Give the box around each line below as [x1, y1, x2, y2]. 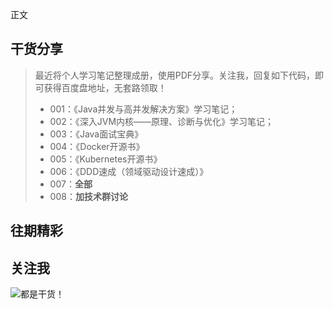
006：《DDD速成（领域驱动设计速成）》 [49, 165, 209, 177]
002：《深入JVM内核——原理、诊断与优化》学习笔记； [49, 115, 275, 127]
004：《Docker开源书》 [49, 140, 145, 152]
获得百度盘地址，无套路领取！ [43, 81, 167, 93]
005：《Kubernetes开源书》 [49, 153, 163, 165]
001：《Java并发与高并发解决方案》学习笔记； [49, 103, 238, 115]
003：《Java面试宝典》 [49, 128, 144, 140]
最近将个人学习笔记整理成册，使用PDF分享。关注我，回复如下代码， [34, 69, 316, 81]
